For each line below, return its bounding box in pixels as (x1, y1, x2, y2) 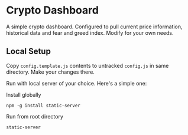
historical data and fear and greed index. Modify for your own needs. (6, 29, 174, 36)
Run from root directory (6, 113, 64, 120)
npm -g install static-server (6, 103, 81, 108)
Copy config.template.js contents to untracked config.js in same (6, 62, 169, 69)
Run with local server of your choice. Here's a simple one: (6, 80, 147, 87)
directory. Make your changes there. (6, 68, 95, 75)
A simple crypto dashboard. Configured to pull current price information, (6, 23, 183, 30)
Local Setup (6, 47, 51, 57)
